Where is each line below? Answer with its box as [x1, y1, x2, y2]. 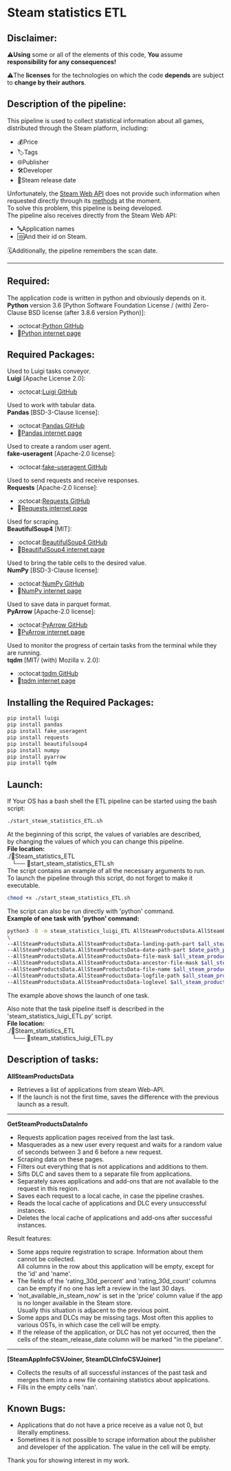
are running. [7, 649, 42, 657]
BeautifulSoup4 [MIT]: [7, 525, 72, 533]
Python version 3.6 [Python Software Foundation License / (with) [7, 301, 192, 309]
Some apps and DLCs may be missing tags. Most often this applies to [16, 1313, 214, 1322]
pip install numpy [7, 747, 60, 754]
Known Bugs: [7, 1402, 66, 1415]
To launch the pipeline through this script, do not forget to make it [7, 874, 193, 882]
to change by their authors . [7, 78, 87, 87]
